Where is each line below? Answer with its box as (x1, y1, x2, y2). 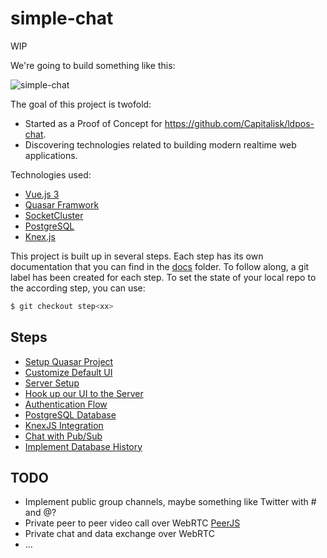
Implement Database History (24, 440, 143, 452)
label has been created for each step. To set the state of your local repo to (10, 271, 317, 283)
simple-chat (10, 7, 114, 30)
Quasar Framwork (24, 198, 100, 211)
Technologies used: (10, 168, 92, 181)
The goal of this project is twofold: (10, 98, 152, 110)
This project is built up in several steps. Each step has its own (10, 250, 264, 262)
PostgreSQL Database (24, 408, 117, 421)
